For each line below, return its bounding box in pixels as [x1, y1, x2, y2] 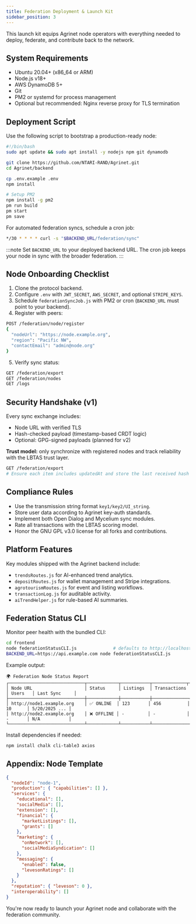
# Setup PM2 [6, 191, 35, 198]
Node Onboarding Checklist [6, 269, 110, 279]
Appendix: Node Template [6, 759, 103, 769]
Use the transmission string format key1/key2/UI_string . [14, 502, 150, 509]
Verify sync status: [14, 358, 60, 366]
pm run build [6, 203, 38, 208]
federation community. [6, 911, 61, 918]
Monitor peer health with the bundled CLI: [6, 629, 106, 636]
